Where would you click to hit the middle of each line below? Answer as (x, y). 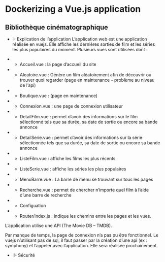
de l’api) (28, 85)
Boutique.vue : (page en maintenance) (58, 96)
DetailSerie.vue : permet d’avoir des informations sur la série (81, 137)
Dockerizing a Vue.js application (73, 9)
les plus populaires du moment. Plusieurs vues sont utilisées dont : (80, 49)
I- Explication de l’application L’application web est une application (80, 39)
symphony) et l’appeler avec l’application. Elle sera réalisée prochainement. (82, 246)
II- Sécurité (24, 255)
